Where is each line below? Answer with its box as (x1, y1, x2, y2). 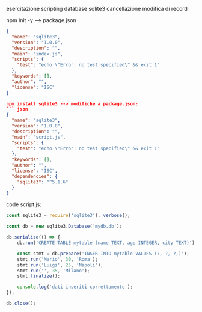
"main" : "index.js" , (11, 50, 63, 57)
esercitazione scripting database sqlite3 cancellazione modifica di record (6, 5, 188, 12)
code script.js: (6, 201, 42, 208)
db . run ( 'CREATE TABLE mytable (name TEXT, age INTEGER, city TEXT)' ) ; (17, 240, 198, 246)
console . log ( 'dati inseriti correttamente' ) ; (17, 284, 133, 290)
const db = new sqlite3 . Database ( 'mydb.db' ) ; (6, 224, 122, 230)
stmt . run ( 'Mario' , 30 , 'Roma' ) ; (17, 256, 98, 262)
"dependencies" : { (11, 173, 58, 179)
